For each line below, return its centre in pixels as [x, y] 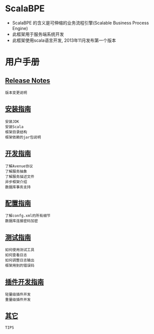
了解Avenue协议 [19, 166]
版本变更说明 [16, 92]
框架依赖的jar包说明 [23, 137]
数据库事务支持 [18, 187]
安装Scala [14, 127]
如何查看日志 [16, 255]
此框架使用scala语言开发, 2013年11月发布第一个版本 [64, 40]
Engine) [20, 28]
